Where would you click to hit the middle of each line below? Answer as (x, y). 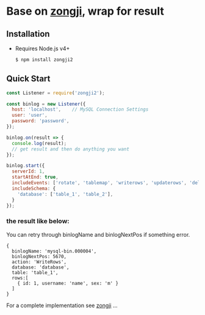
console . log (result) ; (39, 143)
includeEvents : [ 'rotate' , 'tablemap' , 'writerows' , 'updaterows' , (99, 183)
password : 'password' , (41, 121)
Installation (28, 34)
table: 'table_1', (35, 272)
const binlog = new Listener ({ (46, 104)
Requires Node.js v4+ (42, 48)
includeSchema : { (34, 188)
